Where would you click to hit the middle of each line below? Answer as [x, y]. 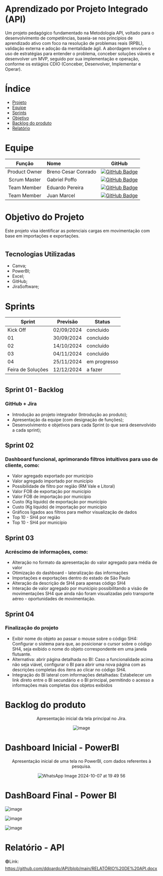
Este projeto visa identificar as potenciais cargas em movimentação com [78, 231]
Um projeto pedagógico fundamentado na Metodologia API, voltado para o [80, 33]
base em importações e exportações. [42, 236]
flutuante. [22, 654]
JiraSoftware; [25, 287]
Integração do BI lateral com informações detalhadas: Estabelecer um [82, 675]
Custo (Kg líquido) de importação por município [59, 507]
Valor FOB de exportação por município [51, 492]
